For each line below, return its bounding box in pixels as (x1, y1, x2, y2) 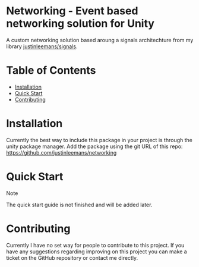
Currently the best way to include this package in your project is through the (6, 136, 193, 143)
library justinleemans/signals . (6, 43, 78, 50)
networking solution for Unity (6, 17, 154, 30)
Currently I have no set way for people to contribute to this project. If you (6, 241, 185, 249)
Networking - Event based (6, 4, 138, 18)
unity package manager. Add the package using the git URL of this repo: (6, 143, 183, 150)
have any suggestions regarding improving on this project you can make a (6, 248, 187, 255)
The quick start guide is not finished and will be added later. (6, 201, 153, 208)
